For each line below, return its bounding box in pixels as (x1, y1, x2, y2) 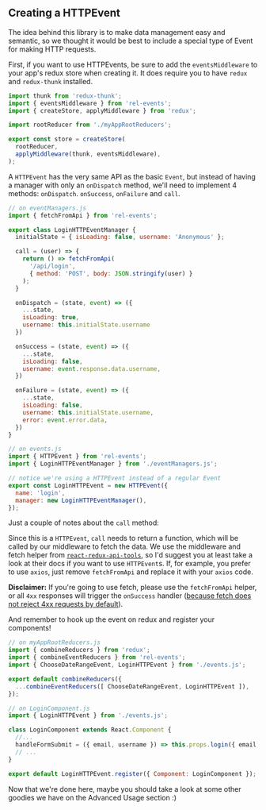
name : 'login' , (15, 488, 66, 497)
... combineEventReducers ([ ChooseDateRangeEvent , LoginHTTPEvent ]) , (15, 682, 249, 690)
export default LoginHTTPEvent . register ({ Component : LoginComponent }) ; (8, 769, 257, 777)
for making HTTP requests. (8, 44, 97, 54)
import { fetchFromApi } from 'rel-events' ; (8, 211, 158, 219)
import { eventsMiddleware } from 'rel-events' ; (8, 99, 172, 107)
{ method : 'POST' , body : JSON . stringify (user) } (28, 269, 193, 277)
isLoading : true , (22, 314, 80, 322)
